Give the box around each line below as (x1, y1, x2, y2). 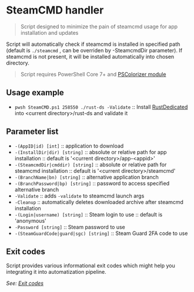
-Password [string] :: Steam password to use (14, 223, 125, 230)
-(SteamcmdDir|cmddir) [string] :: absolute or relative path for (14, 161, 167, 168)
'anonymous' (14, 217, 46, 224)
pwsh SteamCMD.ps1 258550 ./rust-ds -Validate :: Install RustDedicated (14, 103, 188, 110)
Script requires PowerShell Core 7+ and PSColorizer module (20, 71, 166, 78)
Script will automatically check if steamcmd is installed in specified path (6, 41, 180, 48)
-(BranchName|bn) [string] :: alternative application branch (14, 173, 159, 180)
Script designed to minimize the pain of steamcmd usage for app (20, 23, 178, 30)
